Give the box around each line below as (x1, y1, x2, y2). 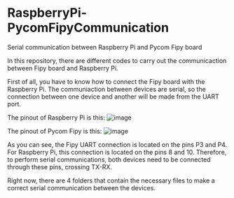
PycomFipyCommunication (7, 20, 170, 36)
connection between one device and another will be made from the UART (7, 92, 219, 101)
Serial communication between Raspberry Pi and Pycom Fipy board (7, 43, 202, 51)
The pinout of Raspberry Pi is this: (7, 113, 106, 122)
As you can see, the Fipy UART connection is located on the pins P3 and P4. (7, 140, 228, 148)
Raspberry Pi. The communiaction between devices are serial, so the (7, 85, 207, 93)
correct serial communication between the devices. (7, 183, 156, 192)
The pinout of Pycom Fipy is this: (7, 127, 102, 135)
